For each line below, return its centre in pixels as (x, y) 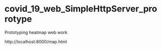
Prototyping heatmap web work (36, 32)
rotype (18, 19)
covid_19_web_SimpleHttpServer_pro (81, 9)
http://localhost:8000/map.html (36, 41)
